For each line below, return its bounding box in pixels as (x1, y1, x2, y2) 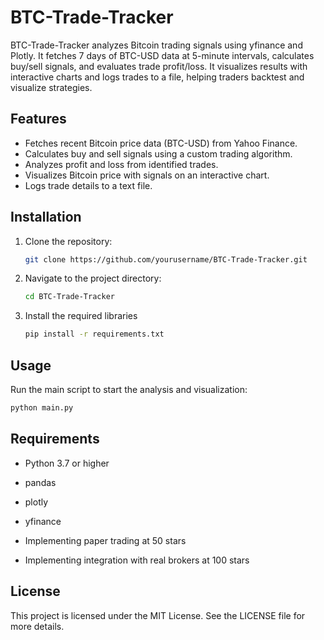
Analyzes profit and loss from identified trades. (24, 158, 219, 170)
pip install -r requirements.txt (24, 329, 165, 340)
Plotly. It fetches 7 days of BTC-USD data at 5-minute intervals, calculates (10, 49, 315, 61)
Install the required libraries (24, 310, 138, 322)
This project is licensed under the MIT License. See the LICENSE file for (10, 609, 306, 621)
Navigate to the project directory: (24, 272, 162, 285)
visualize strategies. (10, 81, 93, 93)
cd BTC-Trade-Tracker (24, 292, 115, 302)
